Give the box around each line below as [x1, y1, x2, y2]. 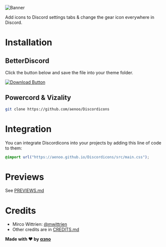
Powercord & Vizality [5, 94, 71, 102]
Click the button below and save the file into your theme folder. [5, 70, 134, 75]
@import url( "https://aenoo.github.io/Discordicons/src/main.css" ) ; [5, 154, 150, 159]
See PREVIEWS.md [5, 188, 45, 194]
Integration [5, 123, 52, 135]
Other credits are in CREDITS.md [12, 227, 79, 233]
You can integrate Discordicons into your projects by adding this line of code [5, 140, 162, 146]
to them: [5, 145, 22, 151]
